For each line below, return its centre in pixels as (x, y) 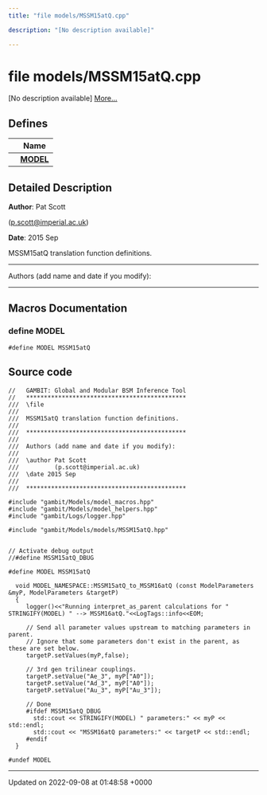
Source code (41, 372)
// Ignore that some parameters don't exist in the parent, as (133, 641)
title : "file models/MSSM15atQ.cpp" (69, 16)
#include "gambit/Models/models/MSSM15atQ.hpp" (89, 530)
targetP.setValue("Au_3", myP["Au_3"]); (93, 690)
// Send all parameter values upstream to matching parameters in (138, 627)
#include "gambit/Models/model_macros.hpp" (81, 502)
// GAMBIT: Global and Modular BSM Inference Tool (97, 390)
